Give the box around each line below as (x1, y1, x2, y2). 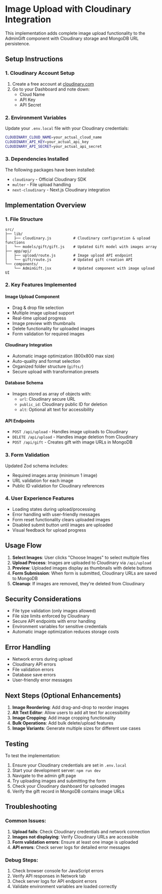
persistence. (5, 40, 30, 46)
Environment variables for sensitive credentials (12, 624, 107, 630)
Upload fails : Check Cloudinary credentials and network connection (12, 829, 150, 834)
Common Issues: (5, 817, 47, 824)
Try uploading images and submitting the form (12, 778, 107, 784)
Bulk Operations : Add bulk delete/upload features (12, 720, 114, 726)
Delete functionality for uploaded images (12, 325, 95, 331)
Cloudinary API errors (12, 661, 56, 668)
